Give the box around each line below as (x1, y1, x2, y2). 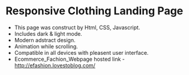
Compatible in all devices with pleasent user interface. (14, 49, 149, 56)
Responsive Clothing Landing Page (5, 4, 184, 18)
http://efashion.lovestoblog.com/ (14, 61, 95, 69)
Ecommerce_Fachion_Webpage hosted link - (14, 55, 125, 62)
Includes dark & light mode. (14, 30, 82, 37)
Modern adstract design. (14, 36, 76, 43)
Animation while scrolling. (14, 43, 79, 50)
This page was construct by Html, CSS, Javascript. (14, 24, 140, 31)
